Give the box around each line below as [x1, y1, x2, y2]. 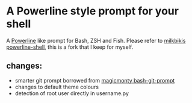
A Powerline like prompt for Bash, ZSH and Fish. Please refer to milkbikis [6, 37, 186, 44]
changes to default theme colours [14, 83, 99, 90]
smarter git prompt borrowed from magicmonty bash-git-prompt [14, 76, 175, 84]
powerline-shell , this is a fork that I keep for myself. [6, 43, 134, 51]
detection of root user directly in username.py [14, 89, 129, 97]
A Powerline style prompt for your [6, 4, 179, 18]
